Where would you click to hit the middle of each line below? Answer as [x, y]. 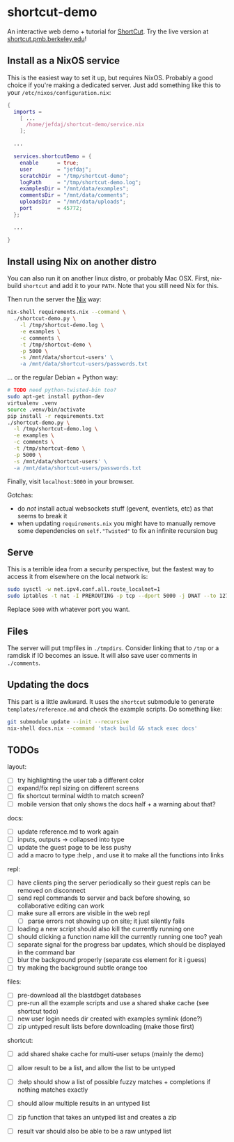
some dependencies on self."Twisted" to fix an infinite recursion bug [117, 530]
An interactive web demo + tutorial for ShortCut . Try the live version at [108, 31]
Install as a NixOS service [64, 61]
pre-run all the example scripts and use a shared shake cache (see [113, 1003]
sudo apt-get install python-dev [56, 397]
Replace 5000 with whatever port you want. [69, 609]
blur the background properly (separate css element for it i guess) [112, 960]
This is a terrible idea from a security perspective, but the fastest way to [111, 569]
